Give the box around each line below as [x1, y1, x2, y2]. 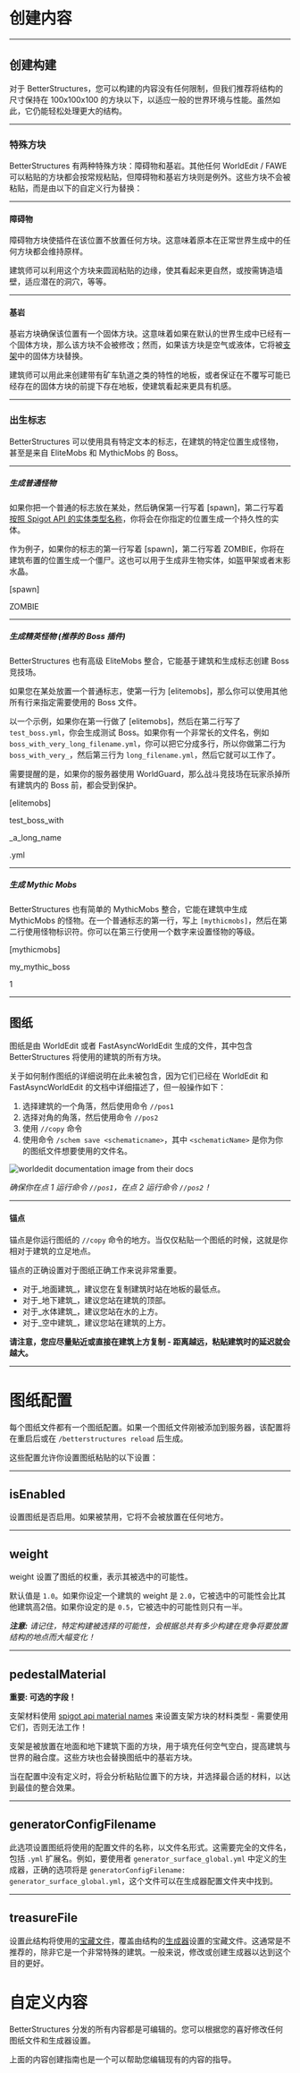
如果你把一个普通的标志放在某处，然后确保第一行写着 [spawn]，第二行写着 [9, 502, 284, 513]
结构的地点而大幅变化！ [9, 1632, 96, 1642]
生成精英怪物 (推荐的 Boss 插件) [9, 631, 126, 642]
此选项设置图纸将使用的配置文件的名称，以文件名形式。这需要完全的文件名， [9, 1841, 291, 1853]
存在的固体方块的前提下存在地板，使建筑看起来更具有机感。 [16, 381, 237, 392]
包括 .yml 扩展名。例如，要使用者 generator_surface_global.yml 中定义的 [9, 1853, 279, 1864]
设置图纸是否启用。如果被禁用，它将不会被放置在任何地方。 [9, 1512, 229, 1523]
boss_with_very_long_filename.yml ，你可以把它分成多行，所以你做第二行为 [9, 738, 287, 748]
